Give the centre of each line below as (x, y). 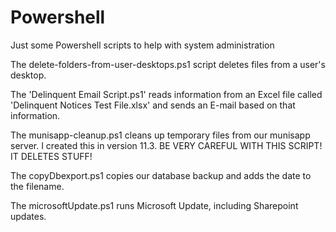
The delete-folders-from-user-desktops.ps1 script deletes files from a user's (168, 64)
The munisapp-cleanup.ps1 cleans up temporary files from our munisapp (160, 135)
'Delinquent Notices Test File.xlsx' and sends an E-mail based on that (153, 105)
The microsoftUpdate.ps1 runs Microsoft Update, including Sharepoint (154, 205)
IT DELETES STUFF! (51, 156)
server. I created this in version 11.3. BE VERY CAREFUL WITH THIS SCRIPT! (166, 145)
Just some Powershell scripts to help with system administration (142, 45)
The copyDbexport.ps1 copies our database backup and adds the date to (161, 175)
